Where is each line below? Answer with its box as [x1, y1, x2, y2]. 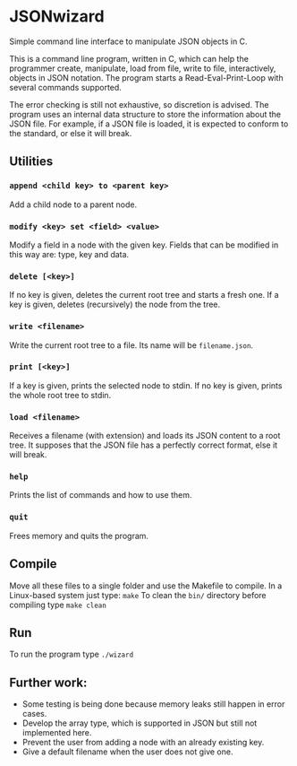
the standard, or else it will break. [9, 127, 132, 138]
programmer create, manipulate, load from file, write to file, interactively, [9, 63, 276, 74]
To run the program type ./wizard [9, 648, 134, 660]
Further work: [9, 675, 88, 690]
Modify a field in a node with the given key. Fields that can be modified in [9, 239, 279, 250]
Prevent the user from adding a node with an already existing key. [21, 737, 265, 748]
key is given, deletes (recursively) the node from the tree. [9, 299, 221, 310]
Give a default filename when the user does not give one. [21, 746, 233, 757]
